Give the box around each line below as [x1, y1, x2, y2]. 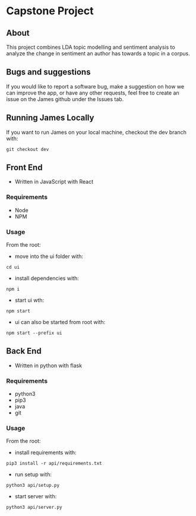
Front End [6, 162, 43, 173]
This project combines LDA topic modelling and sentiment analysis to [6, 43, 175, 51]
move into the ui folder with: [14, 253, 84, 260]
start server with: [14, 493, 57, 500]
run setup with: [14, 471, 52, 478]
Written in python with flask [14, 361, 82, 369]
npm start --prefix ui [6, 330, 62, 336]
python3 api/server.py [6, 504, 62, 511]
